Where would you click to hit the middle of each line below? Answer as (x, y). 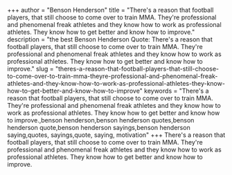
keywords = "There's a (177, 91)
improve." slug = (30, 69)
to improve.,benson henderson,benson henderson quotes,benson (101, 120)
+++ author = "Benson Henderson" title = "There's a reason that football (110, 10)
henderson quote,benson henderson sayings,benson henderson (99, 128)
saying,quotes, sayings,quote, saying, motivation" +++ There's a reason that (116, 135)
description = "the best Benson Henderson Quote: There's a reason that (110, 39)
